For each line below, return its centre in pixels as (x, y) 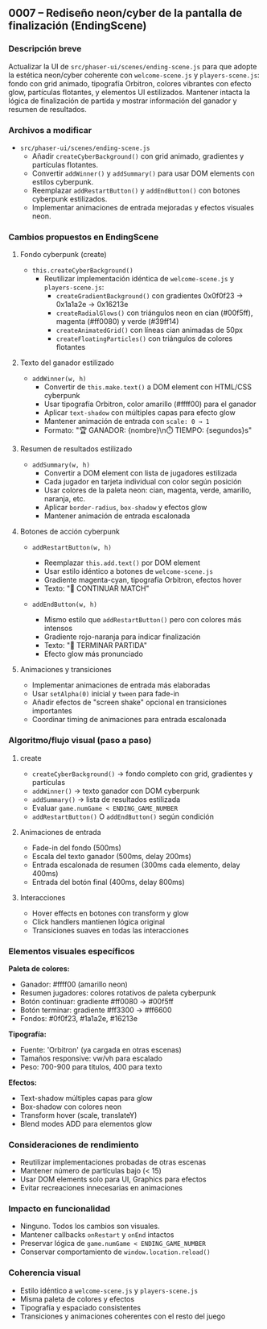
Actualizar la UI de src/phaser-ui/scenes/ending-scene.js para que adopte (133, 66)
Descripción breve (45, 49)
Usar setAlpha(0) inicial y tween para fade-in (105, 694)
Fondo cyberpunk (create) (63, 255)
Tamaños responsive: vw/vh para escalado (91, 1058)
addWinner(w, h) (59, 379)
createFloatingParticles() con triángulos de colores (144, 338)
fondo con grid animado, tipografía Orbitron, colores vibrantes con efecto (130, 83)
